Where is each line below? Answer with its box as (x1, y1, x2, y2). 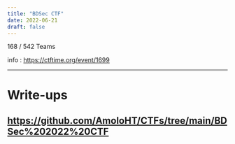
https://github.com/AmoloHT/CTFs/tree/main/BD (7, 115, 227, 127)
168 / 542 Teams (7, 43, 56, 51)
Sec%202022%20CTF (7, 125, 109, 137)
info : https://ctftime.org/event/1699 (7, 56, 110, 64)
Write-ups (7, 87, 68, 103)
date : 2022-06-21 (7, 17, 58, 24)
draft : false (7, 23, 45, 30)
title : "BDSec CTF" (7, 10, 64, 17)
